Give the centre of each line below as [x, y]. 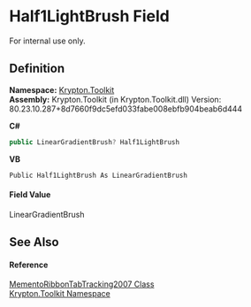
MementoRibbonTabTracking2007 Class [82, 284]
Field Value [30, 195]
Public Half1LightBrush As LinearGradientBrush [99, 175]
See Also [34, 242]
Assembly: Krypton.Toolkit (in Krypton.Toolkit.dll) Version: [115, 99]
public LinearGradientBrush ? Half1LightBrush [94, 142]
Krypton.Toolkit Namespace [60, 294]
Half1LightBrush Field [89, 16]
